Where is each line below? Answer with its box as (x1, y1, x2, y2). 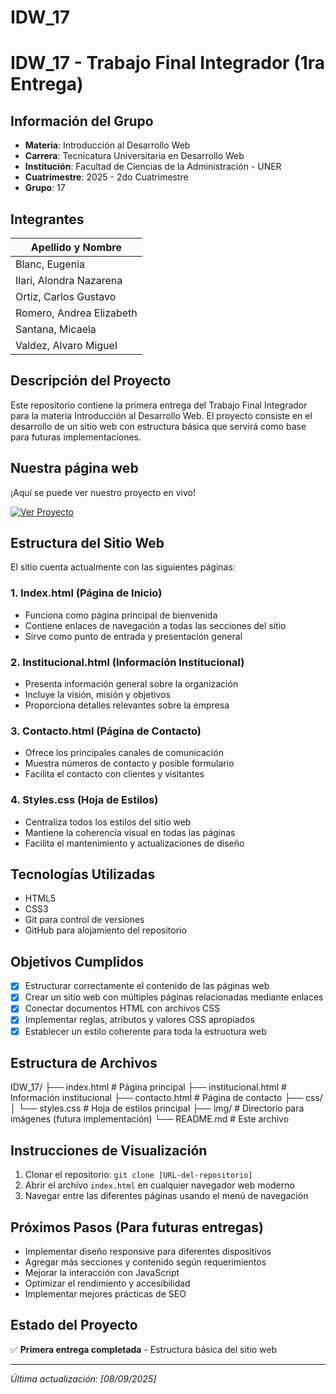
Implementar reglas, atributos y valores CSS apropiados (24, 1014, 255, 1026)
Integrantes (10, 211, 85, 228)
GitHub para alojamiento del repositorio (24, 924, 187, 936)
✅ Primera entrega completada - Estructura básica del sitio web (10, 1343, 278, 1355)
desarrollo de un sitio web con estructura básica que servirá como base (10, 420, 307, 432)
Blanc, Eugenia (15, 257, 86, 271)
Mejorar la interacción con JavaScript (24, 1267, 180, 1278)
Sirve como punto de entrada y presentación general (24, 630, 243, 642)
